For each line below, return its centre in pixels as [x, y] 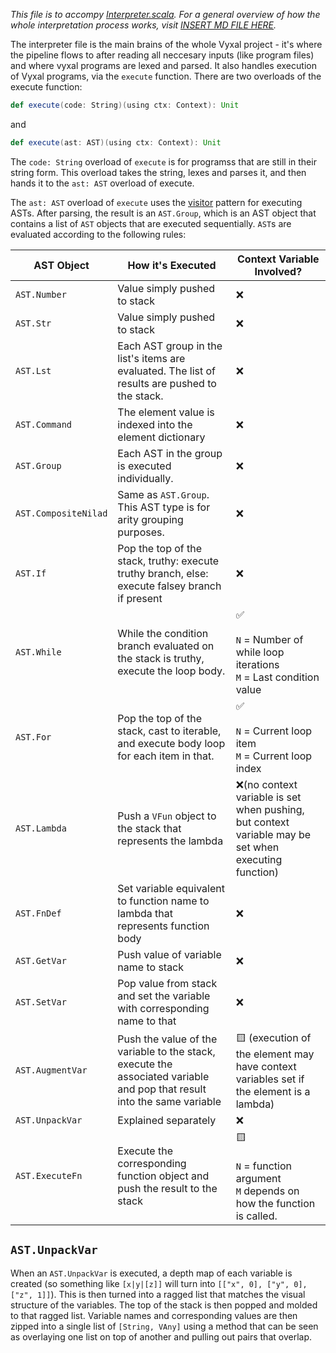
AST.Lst [33, 370]
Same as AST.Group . [163, 494]
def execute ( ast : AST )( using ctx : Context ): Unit [116, 142]
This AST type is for [164, 507]
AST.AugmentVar [51, 1070]
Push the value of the [167, 1039]
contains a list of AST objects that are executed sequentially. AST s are [151, 223]
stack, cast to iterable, [169, 731]
